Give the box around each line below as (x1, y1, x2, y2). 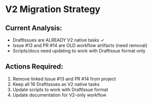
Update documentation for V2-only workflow (12, 92, 106, 98)
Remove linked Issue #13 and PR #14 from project (12, 76, 117, 82)
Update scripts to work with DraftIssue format (12, 86, 108, 92)
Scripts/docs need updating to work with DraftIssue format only (12, 48, 146, 54)
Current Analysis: (5, 24, 62, 32)
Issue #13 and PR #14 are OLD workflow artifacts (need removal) (12, 42, 148, 48)
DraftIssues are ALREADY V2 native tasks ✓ (12, 37, 105, 43)
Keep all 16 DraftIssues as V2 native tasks (12, 81, 100, 87)
